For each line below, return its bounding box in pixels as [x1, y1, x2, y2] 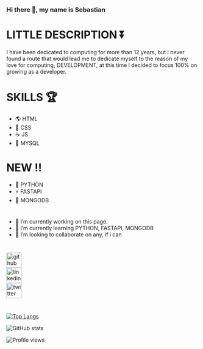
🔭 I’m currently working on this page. [15, 217, 108, 225]
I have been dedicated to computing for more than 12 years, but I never [6, 48, 185, 55]
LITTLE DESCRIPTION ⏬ [6, 28, 126, 42]
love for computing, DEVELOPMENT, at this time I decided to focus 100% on [6, 61, 198, 69]
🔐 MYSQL [15, 139, 40, 147]
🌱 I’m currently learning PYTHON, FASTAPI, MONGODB [15, 224, 154, 231]
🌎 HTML [15, 115, 38, 122]
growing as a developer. [6, 68, 67, 75]
